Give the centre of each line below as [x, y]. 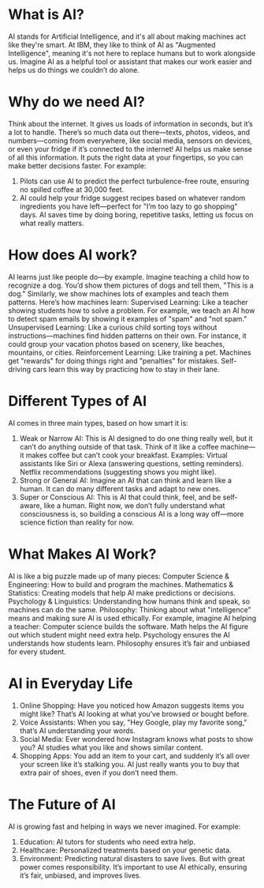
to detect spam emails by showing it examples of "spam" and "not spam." [128, 318]
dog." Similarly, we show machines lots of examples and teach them [119, 293]
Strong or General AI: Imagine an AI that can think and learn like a [126, 480]
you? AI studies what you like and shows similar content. [111, 747]
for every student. [37, 651]
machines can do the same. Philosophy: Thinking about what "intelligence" [130, 609]
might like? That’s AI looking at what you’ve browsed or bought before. [134, 713]
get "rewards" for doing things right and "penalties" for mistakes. [114, 360]
